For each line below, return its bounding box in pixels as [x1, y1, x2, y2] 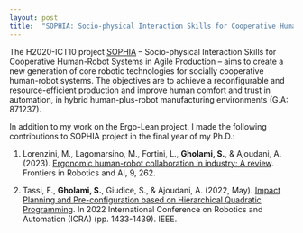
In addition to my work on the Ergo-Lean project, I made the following [9, 121, 268, 131]
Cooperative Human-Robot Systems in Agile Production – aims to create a [9, 56, 284, 67]
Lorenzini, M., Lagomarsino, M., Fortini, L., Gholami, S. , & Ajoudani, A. [22, 148, 282, 158]
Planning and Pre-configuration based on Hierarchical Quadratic [22, 194, 262, 205]
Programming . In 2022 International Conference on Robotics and [22, 203, 263, 214]
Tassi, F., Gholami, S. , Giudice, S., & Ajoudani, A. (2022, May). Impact [22, 184, 281, 195]
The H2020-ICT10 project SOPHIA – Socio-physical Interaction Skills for [9, 46, 277, 57]
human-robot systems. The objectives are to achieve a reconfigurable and [9, 75, 286, 85]
